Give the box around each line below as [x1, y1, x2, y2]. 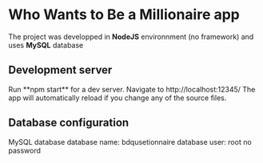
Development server [8, 64, 113, 77]
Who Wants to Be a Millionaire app [8, 6, 240, 24]
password [8, 146, 42, 155]
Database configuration [8, 116, 130, 130]
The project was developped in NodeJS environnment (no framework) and [8, 32, 254, 41]
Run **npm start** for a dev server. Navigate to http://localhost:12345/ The [8, 84, 256, 94]
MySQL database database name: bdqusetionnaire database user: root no [8, 137, 252, 146]
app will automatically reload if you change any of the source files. [8, 93, 227, 103]
